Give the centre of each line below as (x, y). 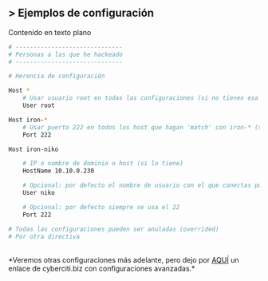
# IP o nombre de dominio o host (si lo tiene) (103, 164)
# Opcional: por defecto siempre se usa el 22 (101, 207)
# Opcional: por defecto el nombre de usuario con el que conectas (137, 186)
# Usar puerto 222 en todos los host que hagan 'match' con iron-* (137, 127)
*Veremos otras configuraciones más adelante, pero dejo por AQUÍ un (124, 260)
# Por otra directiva (44, 236)
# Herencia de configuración (57, 76)
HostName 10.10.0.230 (58, 171)
